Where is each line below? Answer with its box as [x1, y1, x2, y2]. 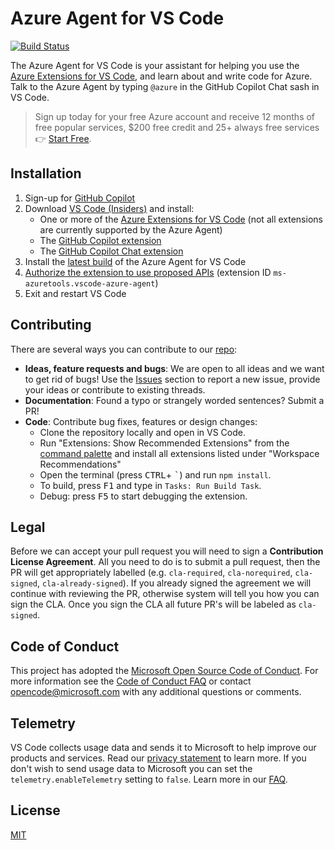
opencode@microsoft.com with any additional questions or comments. [10, 686, 302, 698]
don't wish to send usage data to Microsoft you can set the [10, 763, 253, 774]
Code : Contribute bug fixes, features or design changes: [24, 415, 258, 427]
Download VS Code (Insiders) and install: [24, 202, 195, 214]
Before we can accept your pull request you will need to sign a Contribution [10, 545, 324, 557]
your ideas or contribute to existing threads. [24, 383, 206, 396]
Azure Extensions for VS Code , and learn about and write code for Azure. [10, 70, 313, 82]
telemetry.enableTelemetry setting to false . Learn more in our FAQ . [10, 773, 288, 785]
